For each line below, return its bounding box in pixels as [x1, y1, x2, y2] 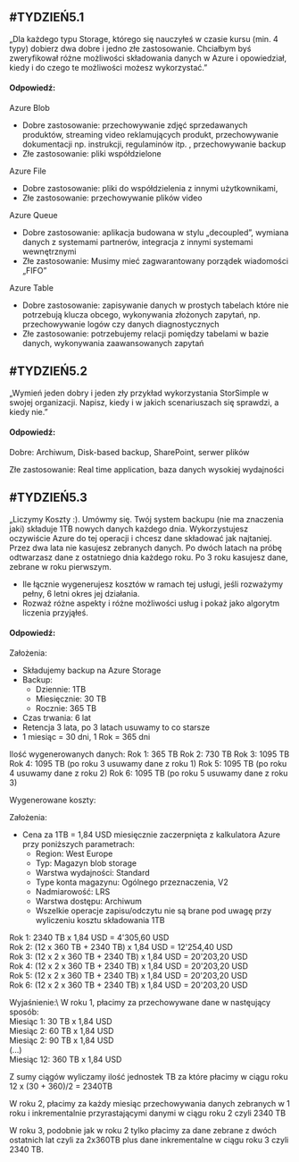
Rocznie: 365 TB [35, 703, 96, 714]
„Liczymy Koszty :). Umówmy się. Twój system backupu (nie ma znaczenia [9, 513, 284, 524]
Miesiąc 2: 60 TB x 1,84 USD [9, 1026, 114, 1037]
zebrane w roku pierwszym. [9, 561, 112, 572]
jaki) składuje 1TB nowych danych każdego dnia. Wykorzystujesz [9, 523, 248, 534]
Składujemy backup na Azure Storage [21, 665, 162, 676]
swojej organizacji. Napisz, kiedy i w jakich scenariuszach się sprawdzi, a [9, 396, 279, 408]
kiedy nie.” [9, 406, 48, 417]
